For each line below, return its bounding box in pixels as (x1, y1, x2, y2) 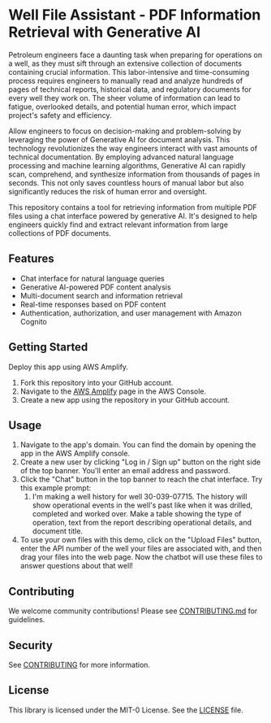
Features (8, 252, 54, 266)
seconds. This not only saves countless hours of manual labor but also (8, 177, 244, 188)
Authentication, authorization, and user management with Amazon (19, 307, 242, 318)
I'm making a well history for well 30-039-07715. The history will (32, 492, 247, 502)
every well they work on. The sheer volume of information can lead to (8, 93, 241, 102)
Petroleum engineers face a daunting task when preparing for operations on (8, 50, 262, 59)
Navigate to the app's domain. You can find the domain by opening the (19, 440, 256, 450)
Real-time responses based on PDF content (19, 299, 166, 309)
